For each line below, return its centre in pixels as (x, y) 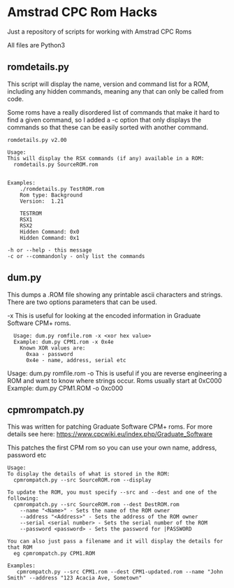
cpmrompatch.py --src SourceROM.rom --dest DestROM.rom (96, 505)
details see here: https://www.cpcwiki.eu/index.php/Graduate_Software (110, 434)
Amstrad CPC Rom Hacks (82, 12)
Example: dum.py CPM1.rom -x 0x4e (64, 342)
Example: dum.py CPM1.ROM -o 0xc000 (65, 388)
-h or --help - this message (50, 250)
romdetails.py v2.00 (37, 140)
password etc (27, 455)
